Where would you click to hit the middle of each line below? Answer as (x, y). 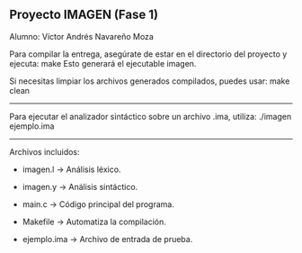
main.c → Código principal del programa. (98, 204)
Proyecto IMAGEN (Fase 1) (84, 15)
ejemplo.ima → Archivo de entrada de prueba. (107, 239)
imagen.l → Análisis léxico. (71, 169)
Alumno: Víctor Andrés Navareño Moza (82, 36)
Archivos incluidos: (44, 151)
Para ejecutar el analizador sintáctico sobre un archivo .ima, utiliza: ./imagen (151, 116)
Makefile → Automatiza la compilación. (94, 221)
